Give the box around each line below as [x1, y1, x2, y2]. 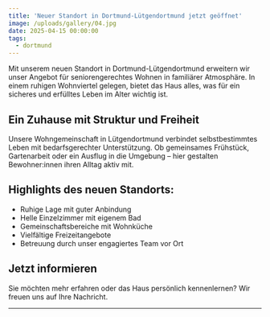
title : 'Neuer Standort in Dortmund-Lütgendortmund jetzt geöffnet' [8, 11, 243, 20]
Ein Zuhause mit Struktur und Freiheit [8, 113, 199, 126]
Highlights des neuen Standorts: [8, 183, 174, 197]
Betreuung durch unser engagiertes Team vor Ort [19, 238, 184, 248]
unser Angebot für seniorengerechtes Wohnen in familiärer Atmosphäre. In [8, 72, 256, 82]
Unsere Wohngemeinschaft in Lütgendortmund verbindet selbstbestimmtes [8, 134, 258, 143]
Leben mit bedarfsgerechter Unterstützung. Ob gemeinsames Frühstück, [8, 142, 250, 152]
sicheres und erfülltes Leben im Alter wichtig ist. [8, 89, 169, 99]
